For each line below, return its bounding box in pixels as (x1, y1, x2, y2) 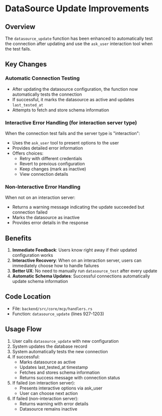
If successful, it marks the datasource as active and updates (12, 96, 135, 102)
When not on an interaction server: (5, 194, 76, 200)
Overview (5, 23, 36, 31)
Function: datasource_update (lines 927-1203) (12, 310, 105, 317)
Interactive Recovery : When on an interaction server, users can (12, 257, 142, 263)
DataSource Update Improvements (5, 3, 149, 14)
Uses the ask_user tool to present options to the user (12, 139, 119, 145)
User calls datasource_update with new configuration (12, 338, 119, 344)
